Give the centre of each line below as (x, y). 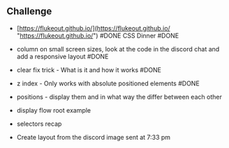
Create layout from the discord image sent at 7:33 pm (94, 137)
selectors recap (39, 124)
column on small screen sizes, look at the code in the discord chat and (118, 49)
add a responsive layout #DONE (62, 56)
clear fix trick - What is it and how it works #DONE (89, 69)
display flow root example (54, 110)
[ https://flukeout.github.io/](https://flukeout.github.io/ (93, 28)
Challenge (29, 11)
